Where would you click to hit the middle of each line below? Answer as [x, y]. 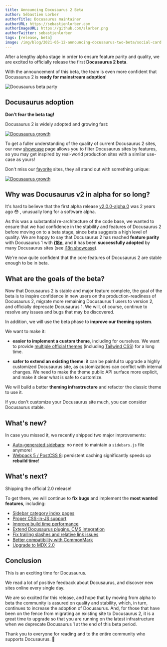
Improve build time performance [45, 523]
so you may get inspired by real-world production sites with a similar [76, 154]
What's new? [26, 423]
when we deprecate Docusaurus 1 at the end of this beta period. [71, 624]
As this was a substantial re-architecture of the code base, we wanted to [80, 221]
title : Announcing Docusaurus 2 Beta [44, 10]
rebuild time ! [26, 461]
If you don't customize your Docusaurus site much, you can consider [76, 402]
